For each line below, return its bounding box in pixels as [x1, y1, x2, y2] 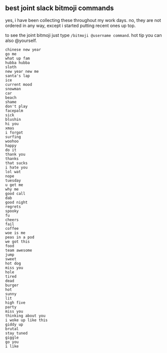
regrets [5, 204, 21, 209]
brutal [5, 326, 19, 331]
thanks [5, 156, 19, 161]
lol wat [5, 169, 21, 174]
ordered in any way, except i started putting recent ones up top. [5, 22, 136, 28]
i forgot [5, 130, 23, 135]
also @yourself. [5, 37, 37, 43]
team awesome [5, 248, 32, 253]
